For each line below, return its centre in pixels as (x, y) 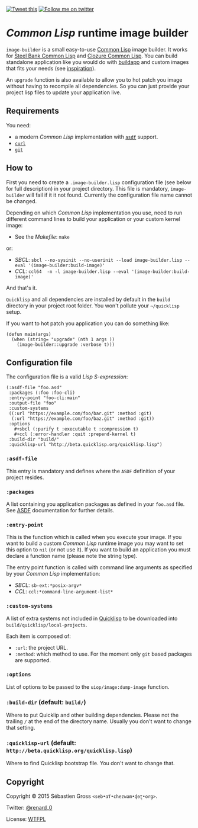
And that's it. (22, 288)
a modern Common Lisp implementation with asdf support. (86, 137)
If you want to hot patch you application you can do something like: (88, 323)
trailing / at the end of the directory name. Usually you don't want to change (99, 721)
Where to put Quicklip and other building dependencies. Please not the (92, 715)
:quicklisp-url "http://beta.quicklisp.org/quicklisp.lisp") (85, 445)
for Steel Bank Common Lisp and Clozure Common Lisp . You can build (92, 56)
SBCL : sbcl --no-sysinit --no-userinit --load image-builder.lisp (98, 259)
